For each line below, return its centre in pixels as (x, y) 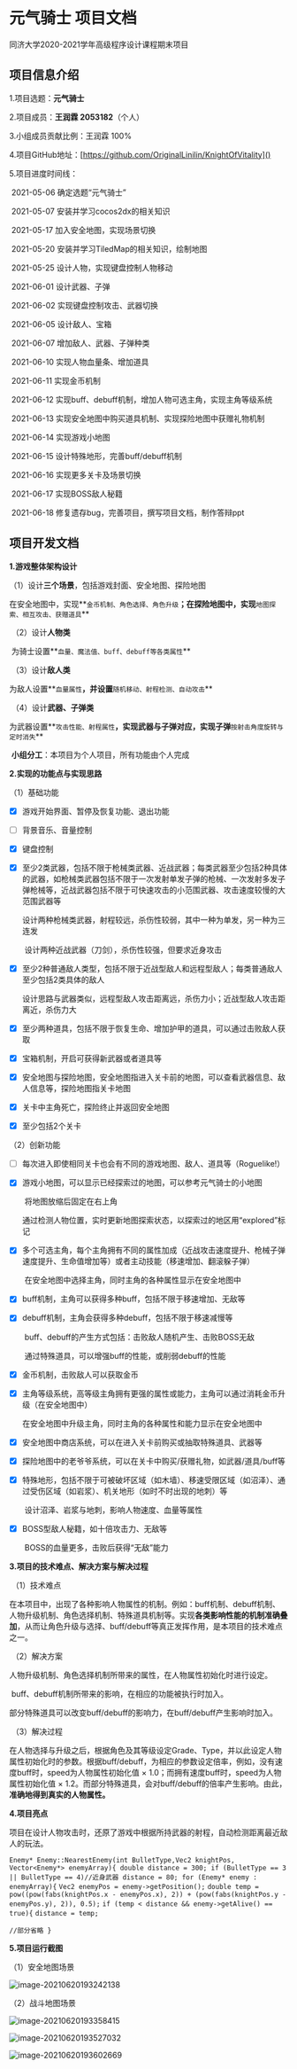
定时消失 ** (27, 736)
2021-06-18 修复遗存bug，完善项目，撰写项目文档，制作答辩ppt (128, 512)
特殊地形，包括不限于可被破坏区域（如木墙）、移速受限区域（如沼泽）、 (150, 1480)
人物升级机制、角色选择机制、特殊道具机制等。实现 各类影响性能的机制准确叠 (148, 1615)
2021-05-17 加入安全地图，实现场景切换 (84, 230)
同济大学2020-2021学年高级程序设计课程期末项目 (99, 44)
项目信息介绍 (44, 75)
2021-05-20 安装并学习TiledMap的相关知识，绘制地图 (109, 248)
